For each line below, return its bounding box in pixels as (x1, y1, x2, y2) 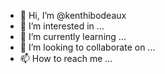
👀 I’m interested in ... (19, 20, 105, 32)
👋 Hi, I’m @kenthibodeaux (19, 10, 127, 21)
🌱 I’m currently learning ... (19, 31, 127, 42)
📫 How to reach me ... (19, 53, 113, 64)
